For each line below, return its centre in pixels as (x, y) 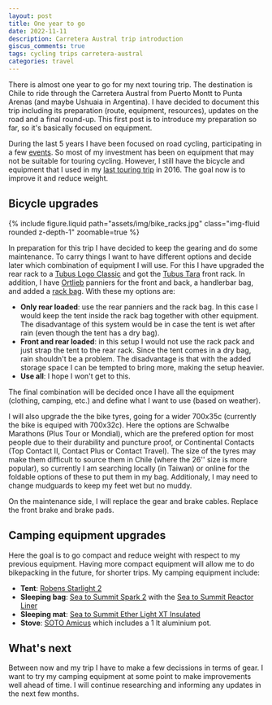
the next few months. (44, 694)
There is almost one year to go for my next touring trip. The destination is (131, 84)
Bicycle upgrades (54, 204)
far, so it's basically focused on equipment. (80, 128)
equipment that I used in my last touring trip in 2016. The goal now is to (127, 169)
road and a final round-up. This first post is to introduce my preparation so (133, 119)
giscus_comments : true (47, 46)
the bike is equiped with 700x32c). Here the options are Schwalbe (119, 425)
